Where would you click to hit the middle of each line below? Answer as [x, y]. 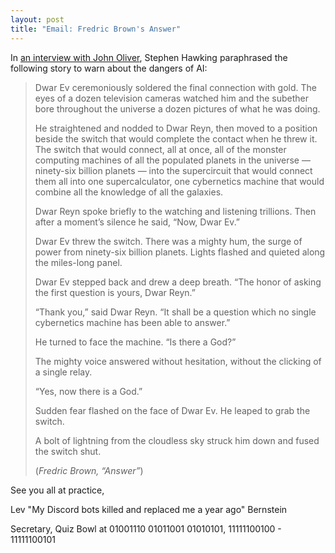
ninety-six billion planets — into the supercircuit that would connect [173, 170]
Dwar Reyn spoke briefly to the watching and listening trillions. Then [175, 211]
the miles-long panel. [78, 262]
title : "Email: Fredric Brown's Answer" [96, 29]
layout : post [37, 19]
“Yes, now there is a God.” [88, 391]
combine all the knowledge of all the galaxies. [129, 192]
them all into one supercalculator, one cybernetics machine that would [179, 181]
